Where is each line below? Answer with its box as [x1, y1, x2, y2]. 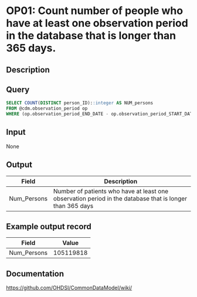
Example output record [6, 221, 92, 232]
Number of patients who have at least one [53, 187, 169, 195]
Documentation [6, 268, 64, 279]
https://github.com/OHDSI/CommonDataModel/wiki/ [6, 284, 133, 291]
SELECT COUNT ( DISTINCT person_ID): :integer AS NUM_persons [6, 100, 154, 106]
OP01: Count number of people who [6, 4, 184, 18]
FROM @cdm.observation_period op [6, 105, 88, 112]
